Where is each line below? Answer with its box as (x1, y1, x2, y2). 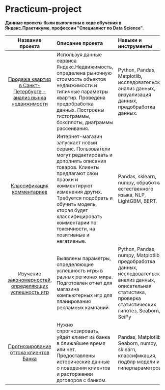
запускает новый (56, 139, 97, 146)
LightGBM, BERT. (117, 197, 158, 204)
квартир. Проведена (56, 94, 106, 101)
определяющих (11, 282, 48, 289)
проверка (117, 294, 141, 301)
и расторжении (56, 370, 93, 377)
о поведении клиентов (56, 364, 110, 371)
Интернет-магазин (56, 133, 103, 140)
